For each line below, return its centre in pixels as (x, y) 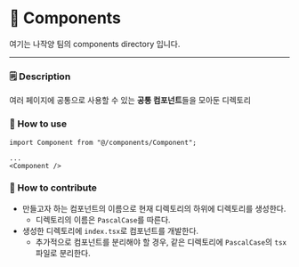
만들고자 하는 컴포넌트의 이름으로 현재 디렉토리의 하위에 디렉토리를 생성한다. (154, 208)
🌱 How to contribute (53, 188)
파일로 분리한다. (63, 253)
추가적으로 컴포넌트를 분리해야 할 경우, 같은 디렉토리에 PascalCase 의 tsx (161, 242)
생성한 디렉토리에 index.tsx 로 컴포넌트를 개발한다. (110, 231)
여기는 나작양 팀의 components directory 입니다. (95, 44)
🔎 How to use (38, 124)
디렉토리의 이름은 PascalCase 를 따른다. (103, 219)
